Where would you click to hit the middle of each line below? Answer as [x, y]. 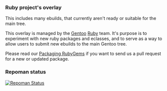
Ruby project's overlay [33, 7]
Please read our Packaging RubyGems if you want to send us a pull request [83, 53]
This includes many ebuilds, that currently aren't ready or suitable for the [81, 18]
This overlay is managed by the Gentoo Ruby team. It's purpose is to [76, 33]
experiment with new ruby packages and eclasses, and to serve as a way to [84, 38]
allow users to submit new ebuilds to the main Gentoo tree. [66, 44]
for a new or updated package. [37, 59]
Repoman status [26, 72]
